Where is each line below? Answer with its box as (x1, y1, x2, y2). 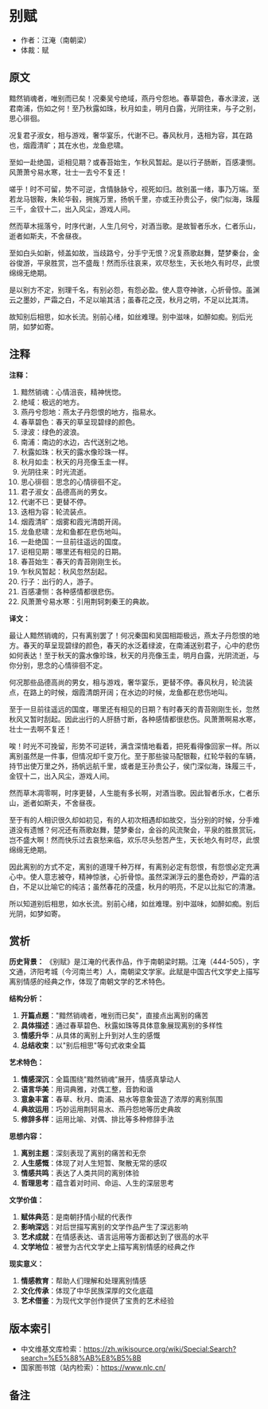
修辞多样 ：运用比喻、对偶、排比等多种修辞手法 (20, 1115, 174, 1124)
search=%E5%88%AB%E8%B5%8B (20, 1353, 142, 1363)
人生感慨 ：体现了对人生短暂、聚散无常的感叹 (20, 1158, 168, 1168)
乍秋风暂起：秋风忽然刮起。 (20, 566, 112, 576)
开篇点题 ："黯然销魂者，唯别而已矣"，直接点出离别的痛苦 (20, 1011, 209, 1020)
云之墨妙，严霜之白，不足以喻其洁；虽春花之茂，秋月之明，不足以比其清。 (9, 294, 253, 304)
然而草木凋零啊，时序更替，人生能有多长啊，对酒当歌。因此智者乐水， (9, 787, 239, 798)
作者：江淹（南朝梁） (20, 35, 91, 45)
